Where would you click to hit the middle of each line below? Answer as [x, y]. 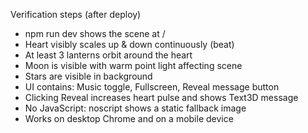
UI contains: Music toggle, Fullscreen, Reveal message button [152, 87]
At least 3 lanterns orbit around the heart [108, 55]
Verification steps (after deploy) [76, 14]
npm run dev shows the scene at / [95, 33]
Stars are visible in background [88, 76]
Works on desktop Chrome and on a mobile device [129, 118]
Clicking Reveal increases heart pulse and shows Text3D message [161, 97]
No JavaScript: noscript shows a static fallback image [135, 108]
